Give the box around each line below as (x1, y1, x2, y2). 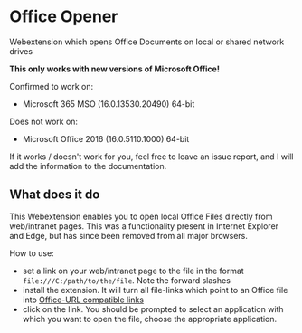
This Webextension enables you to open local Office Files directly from (9, 211, 273, 222)
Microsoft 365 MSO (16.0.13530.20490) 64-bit (22, 98, 195, 109)
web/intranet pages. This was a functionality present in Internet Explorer (9, 220, 278, 232)
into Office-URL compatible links (22, 294, 145, 305)
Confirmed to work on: (9, 81, 94, 91)
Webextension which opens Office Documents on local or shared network (9, 36, 285, 47)
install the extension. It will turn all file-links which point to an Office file (22, 284, 288, 295)
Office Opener (9, 6, 118, 27)
